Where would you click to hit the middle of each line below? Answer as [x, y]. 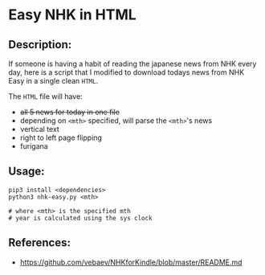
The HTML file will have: [45, 96]
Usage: [27, 172]
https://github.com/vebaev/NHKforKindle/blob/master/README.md [131, 262]
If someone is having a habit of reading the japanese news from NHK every [132, 64]
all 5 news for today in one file [70, 112]
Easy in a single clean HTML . [53, 81]
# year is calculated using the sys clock [80, 218]
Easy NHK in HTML [72, 15]
